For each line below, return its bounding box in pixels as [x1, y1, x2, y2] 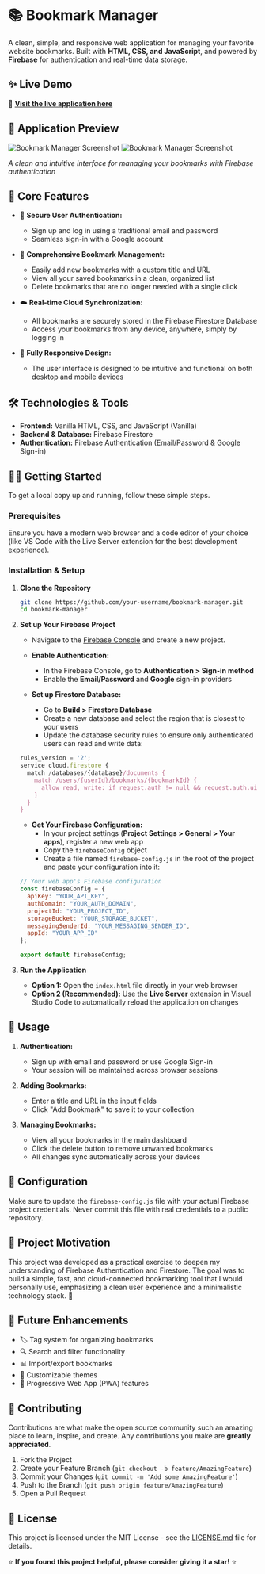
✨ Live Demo [8, 78, 73, 91]
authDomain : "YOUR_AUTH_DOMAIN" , [27, 899, 138, 908]
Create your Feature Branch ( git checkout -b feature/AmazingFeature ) [19, 1464, 252, 1473]
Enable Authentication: [31, 651, 109, 661]
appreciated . [8, 1440, 51, 1450]
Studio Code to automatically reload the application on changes [31, 998, 239, 1007]
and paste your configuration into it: [43, 862, 161, 872]
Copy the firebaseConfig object [43, 845, 148, 855]
